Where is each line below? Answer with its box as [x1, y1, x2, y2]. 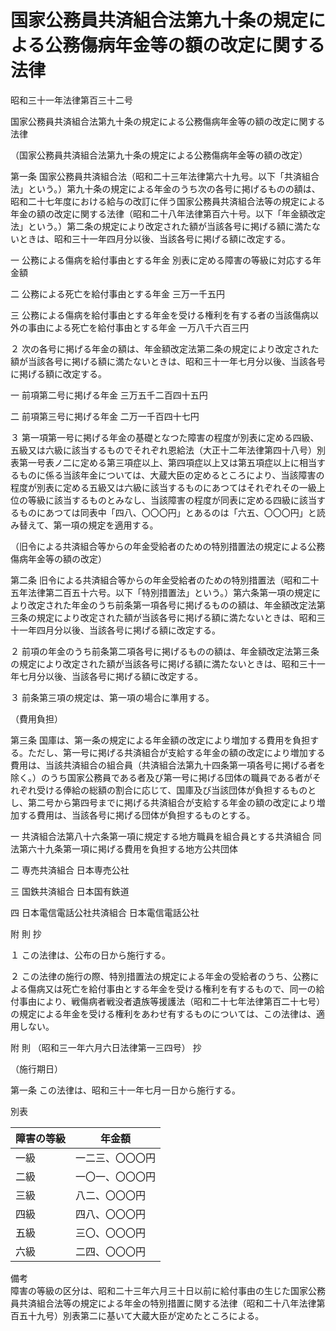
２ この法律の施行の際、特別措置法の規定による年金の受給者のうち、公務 [10, 970, 311, 982]
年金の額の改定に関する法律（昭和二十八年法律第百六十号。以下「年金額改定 [10, 207, 326, 220]
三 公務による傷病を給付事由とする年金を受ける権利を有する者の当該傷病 [10, 309, 311, 321]
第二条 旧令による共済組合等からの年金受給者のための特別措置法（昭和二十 [10, 574, 320, 586]
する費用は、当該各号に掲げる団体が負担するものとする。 [18, 809, 256, 821]
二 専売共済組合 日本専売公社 [10, 864, 130, 876]
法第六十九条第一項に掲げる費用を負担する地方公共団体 [10, 842, 238, 855]
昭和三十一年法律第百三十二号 [10, 94, 133, 106]
